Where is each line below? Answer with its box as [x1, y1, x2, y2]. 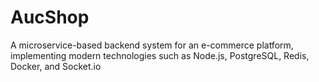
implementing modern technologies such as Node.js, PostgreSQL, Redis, [10, 49, 310, 61]
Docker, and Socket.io [10, 60, 102, 72]
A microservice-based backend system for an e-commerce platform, [10, 39, 294, 51]
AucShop [10, 6, 90, 29]
